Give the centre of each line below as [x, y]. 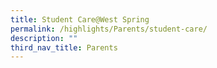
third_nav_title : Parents [64, 47]
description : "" [44, 38]
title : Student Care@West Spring [80, 19]
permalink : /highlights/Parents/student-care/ [109, 29]
